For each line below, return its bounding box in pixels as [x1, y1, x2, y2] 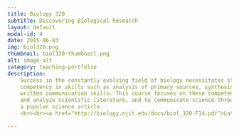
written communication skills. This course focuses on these [20, 90, 205, 97]
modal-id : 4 [7, 30, 43, 38]
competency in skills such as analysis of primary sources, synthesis [20, 83, 234, 91]
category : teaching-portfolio [7, 63, 97, 71]
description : [7, 70, 46, 77]
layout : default [7, 24, 55, 31]
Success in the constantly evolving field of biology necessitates [20, 76, 224, 84]
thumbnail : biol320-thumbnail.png [7, 51, 110, 58]
